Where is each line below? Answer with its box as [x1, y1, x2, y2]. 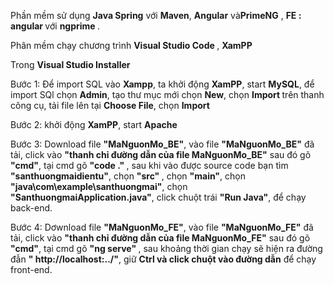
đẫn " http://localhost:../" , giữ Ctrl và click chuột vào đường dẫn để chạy [10, 253, 317, 265]
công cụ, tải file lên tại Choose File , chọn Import [10, 100, 210, 111]
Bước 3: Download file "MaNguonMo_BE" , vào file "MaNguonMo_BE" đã [10, 138, 315, 150]
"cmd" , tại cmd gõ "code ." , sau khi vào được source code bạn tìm [10, 160, 289, 171]
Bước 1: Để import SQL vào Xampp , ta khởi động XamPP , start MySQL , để [10, 78, 315, 90]
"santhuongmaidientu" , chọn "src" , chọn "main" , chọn [10, 170, 247, 182]
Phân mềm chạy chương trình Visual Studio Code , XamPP [10, 40, 253, 51]
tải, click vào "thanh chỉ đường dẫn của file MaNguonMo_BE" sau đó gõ [10, 149, 312, 160]
